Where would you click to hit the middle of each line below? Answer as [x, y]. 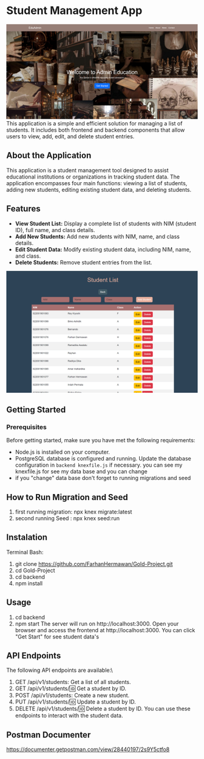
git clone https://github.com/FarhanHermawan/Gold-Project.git [94, 563]
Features [23, 209]
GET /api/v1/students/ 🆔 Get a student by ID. [70, 688]
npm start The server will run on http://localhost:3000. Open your [97, 623]
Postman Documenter [49, 735]
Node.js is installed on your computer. [63, 452]
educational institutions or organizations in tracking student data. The [93, 177]
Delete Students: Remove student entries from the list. [84, 262]
